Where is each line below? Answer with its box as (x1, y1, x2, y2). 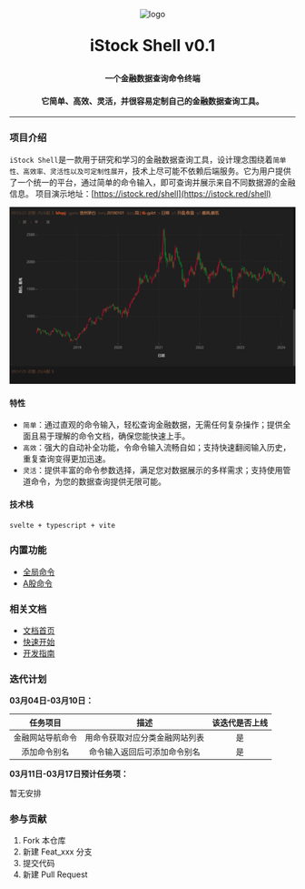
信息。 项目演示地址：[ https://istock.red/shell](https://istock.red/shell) (9, 187, 271, 199)
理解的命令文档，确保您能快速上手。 (54, 430, 191, 441)
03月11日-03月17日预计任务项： (9, 768, 129, 779)
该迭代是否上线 (212, 717, 268, 728)
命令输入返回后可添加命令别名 (89, 746, 201, 757)
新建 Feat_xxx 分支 (22, 846, 93, 857)
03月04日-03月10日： (9, 695, 93, 706)
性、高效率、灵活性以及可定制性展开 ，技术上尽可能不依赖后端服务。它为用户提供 (9, 165, 292, 177)
